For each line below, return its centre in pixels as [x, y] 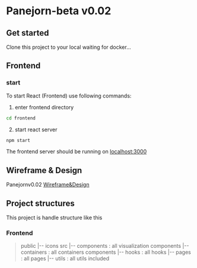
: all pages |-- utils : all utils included [65, 258]
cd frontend [21, 118]
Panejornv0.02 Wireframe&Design [48, 185]
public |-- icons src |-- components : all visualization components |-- [105, 246]
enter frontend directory [44, 107]
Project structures [41, 203]
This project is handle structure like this [54, 217]
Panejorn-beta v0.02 [59, 11]
